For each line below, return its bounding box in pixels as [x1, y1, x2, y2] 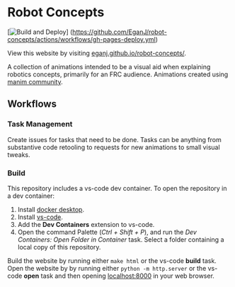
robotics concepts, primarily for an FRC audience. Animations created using [7, 70, 229, 78]
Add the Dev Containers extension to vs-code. [17, 220, 155, 228]
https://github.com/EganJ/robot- [71, 28, 168, 36]
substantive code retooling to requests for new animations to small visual [7, 143, 221, 151]
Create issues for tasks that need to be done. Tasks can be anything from [7, 135, 222, 143]
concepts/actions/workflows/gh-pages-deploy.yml [7, 35, 156, 43]
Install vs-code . [17, 213, 64, 221]
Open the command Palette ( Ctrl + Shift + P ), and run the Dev [17, 228, 197, 236]
